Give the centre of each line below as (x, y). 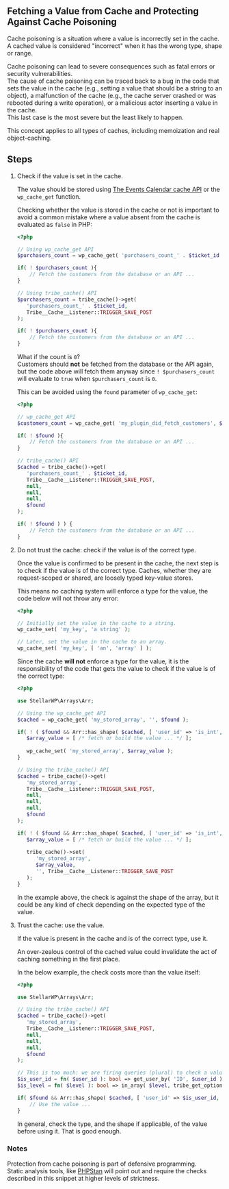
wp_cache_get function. (49, 196)
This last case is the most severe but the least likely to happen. (95, 117)
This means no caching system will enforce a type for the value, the (112, 591)
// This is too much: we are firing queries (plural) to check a (112, 1073)
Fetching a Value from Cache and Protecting (103, 11)
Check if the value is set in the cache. (70, 176)
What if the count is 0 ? (49, 356)
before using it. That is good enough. (69, 1131)
